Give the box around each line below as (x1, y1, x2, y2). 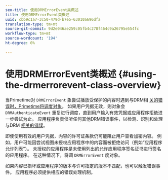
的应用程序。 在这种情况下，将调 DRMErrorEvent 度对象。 (5, 152, 123, 158)
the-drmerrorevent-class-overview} (5, 79, 161, 91)
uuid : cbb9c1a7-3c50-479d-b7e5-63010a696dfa (5, 17, 101, 22)
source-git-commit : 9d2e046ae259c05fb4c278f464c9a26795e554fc (5, 26, 139, 31)
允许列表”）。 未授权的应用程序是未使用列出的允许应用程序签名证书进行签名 (5, 146, 162, 152)
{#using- (118, 68, 157, 80)
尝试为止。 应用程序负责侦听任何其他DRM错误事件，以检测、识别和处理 (14, 116, 163, 122)
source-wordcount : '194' (5, 36, 58, 41)
